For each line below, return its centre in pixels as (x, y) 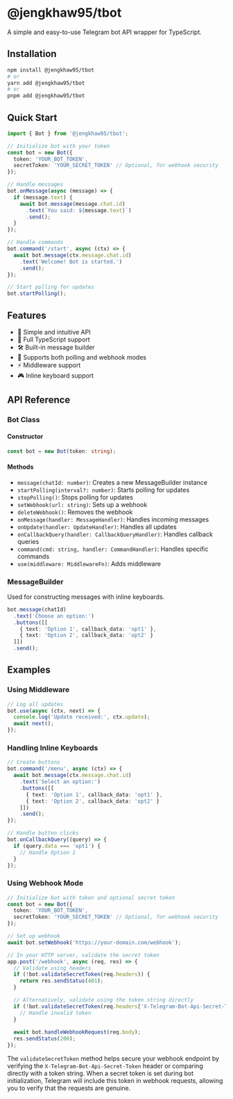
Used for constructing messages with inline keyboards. (86, 597)
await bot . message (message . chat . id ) (73, 204)
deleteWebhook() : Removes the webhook (75, 512)
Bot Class (24, 420)
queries (28, 541)
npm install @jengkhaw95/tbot (51, 70)
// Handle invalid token (55, 1013)
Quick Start (32, 117)
